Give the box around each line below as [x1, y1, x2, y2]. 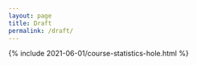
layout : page [8, 11, 52, 20]
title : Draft [8, 19, 52, 27]
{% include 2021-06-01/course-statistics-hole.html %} [8, 49, 189, 59]
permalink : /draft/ [8, 26, 74, 35]
